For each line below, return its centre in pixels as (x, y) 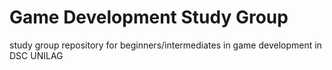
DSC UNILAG (36, 55)
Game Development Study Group (149, 17)
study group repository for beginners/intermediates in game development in (165, 45)
